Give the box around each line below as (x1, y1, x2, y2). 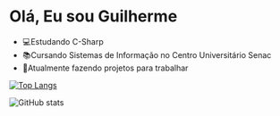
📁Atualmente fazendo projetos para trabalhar (21, 62, 189, 73)
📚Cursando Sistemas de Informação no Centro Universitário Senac (21, 49, 272, 60)
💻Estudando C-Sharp (21, 36, 105, 46)
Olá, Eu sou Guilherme (9, 6, 178, 27)
